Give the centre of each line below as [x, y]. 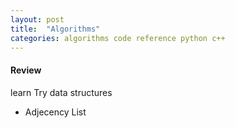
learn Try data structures [61, 92]
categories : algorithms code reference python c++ [118, 38]
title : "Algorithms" [55, 29]
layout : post [37, 19]
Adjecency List [55, 112]
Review [26, 70]
